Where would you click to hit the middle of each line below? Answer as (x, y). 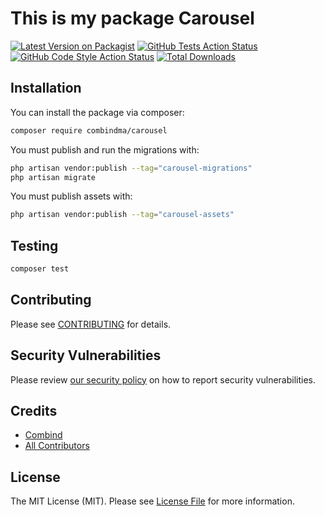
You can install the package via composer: (97, 112)
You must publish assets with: (71, 196)
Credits (34, 410)
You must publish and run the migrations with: (105, 149)
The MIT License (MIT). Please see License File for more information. (152, 501)
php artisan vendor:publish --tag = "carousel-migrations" (131, 168)
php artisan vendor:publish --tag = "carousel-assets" (122, 215)
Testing (34, 245)
